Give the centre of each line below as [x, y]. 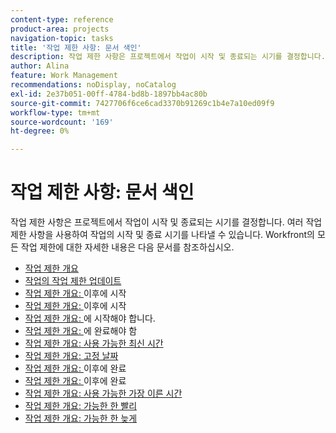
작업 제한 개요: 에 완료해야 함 [81, 331]
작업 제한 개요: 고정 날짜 [71, 356]
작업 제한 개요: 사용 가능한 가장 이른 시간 [103, 393]
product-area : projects [60, 29]
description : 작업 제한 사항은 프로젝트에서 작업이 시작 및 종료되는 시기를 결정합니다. [168, 57]
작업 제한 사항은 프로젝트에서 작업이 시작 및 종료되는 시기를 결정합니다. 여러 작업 [166, 222]
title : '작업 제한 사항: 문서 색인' [76, 47]
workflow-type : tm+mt [55, 112]
